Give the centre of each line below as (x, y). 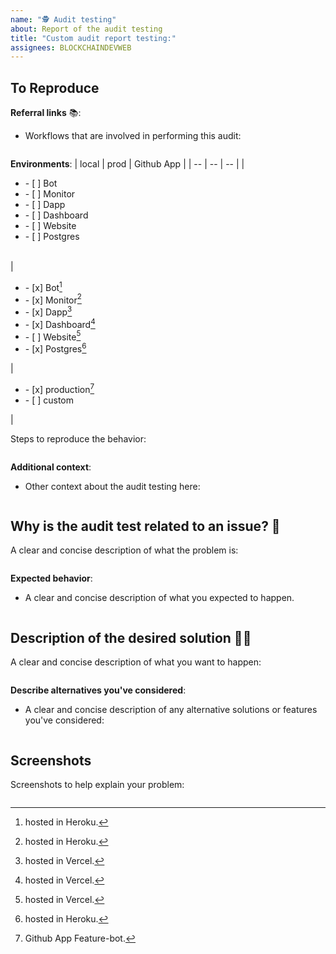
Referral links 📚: (46, 113)
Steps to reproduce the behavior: (78, 438)
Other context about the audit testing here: (112, 486)
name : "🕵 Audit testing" (63, 19)
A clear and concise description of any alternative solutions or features (171, 710)
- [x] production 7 (59, 388)
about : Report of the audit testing (86, 29)
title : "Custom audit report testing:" (93, 38)
